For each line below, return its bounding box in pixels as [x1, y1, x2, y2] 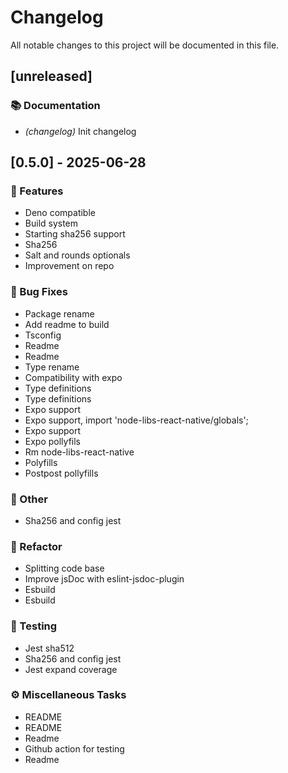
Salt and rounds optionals [24, 249, 131, 261]
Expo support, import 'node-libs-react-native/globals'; [24, 414, 249, 426]
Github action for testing [24, 742, 125, 755]
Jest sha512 [24, 642, 75, 654]
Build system [24, 217, 79, 230]
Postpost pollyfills [24, 467, 99, 479]
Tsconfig [24, 329, 62, 341]
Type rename [24, 361, 80, 373]
